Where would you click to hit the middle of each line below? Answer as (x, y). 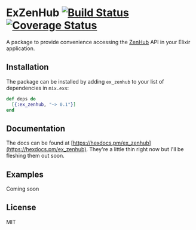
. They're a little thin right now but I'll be (135, 149)
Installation (27, 67)
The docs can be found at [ (40, 143)
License (21, 208)
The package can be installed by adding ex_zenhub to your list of (85, 81)
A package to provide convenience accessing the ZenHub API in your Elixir (98, 42)
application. (21, 48)
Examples (25, 174)
